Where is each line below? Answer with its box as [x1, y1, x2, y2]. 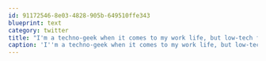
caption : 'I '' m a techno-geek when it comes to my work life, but [8, 41, 232, 49]
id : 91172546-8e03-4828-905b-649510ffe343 [8, 11, 150, 20]
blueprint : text [8, 19, 62, 27]
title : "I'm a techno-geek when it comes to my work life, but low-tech [8, 33, 253, 42]
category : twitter [8, 26, 69, 34]
